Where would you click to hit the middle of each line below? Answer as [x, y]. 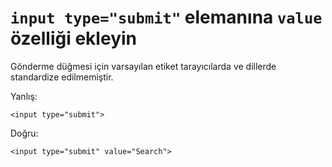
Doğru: [24, 133]
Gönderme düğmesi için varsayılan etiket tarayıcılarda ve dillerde [143, 66]
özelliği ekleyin [74, 38]
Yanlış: [24, 96]
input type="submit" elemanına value [166, 17]
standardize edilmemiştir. [62, 77]
